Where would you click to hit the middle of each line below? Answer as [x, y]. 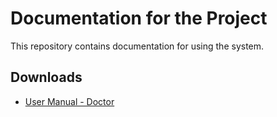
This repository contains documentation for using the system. [137, 46]
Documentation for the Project [139, 18]
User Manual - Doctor [69, 101]
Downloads [46, 77]
